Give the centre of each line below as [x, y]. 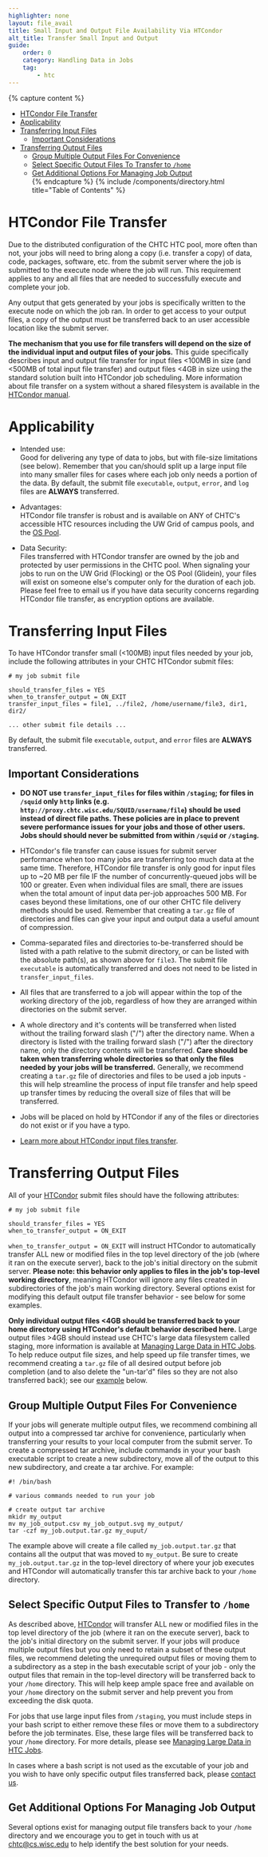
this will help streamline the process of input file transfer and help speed [138, 1084]
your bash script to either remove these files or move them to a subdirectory [134, 1724]
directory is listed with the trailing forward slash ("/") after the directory [136, 1042]
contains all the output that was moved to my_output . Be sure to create [123, 1554]
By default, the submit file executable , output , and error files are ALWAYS [130, 740]
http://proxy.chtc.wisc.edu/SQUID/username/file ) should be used [130, 810]
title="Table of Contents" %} [79, 190]
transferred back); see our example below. [78, 1380]
